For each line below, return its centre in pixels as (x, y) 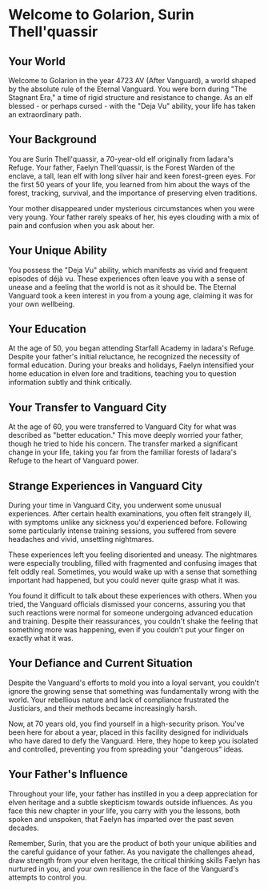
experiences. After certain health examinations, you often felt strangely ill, (130, 514)
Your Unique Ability (58, 251)
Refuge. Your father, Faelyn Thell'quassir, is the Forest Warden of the (122, 167)
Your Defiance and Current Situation (101, 663)
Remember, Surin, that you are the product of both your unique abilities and (133, 843)
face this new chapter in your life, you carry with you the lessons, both (124, 811)
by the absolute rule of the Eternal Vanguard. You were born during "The (128, 89)
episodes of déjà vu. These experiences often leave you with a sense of (127, 279)
